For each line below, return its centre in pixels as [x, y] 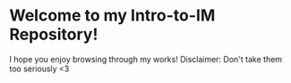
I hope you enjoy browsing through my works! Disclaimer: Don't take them [146, 59]
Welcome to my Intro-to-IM [112, 16]
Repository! [54, 34]
